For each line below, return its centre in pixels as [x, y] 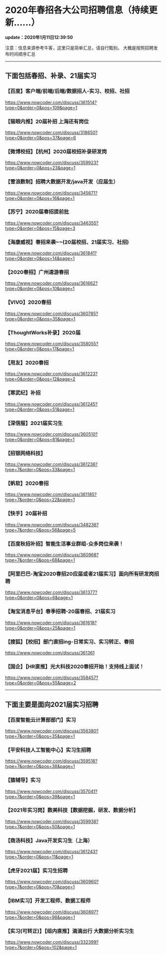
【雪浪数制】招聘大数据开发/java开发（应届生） [62, 182]
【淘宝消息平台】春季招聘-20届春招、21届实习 [60, 612]
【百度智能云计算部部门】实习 [41, 720]
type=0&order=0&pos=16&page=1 [40, 198]
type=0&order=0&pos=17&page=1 [40, 349]
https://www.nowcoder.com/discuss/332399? [52, 942]
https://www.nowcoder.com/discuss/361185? [51, 495]
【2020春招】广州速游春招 [37, 272]
